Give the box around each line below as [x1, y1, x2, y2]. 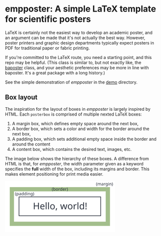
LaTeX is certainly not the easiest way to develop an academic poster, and [5, 29, 153, 35]
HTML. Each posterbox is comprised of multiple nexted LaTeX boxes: [5, 111, 142, 117]
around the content [12, 141, 51, 147]
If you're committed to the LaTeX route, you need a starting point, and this [5, 54, 152, 60]
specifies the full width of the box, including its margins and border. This [5, 166, 150, 172]
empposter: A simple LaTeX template [5, 3, 156, 15]
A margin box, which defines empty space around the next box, [12, 120, 139, 126]
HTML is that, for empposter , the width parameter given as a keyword [5, 161, 144, 166]
